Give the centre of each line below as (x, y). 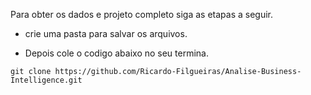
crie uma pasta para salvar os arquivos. (106, 33)
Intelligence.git (46, 80)
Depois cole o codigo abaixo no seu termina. (117, 53)
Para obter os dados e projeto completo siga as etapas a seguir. (142, 14)
